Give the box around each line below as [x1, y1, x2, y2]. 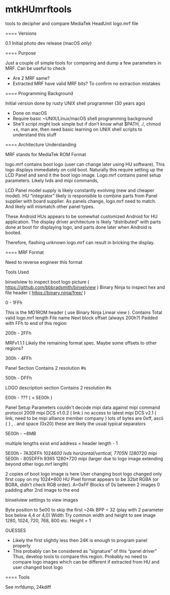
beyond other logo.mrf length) [5, 461, 69, 467]
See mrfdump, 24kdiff [5, 584, 51, 590]
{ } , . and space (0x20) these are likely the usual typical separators [5, 421, 146, 427]
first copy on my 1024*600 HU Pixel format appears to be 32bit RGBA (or [5, 476, 159, 482]
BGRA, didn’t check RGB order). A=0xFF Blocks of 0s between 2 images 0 [5, 482, 160, 488]
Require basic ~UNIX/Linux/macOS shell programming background [12, 115, 153, 122]
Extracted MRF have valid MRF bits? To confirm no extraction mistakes [12, 80, 161, 86]
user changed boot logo [12, 564, 63, 570]
